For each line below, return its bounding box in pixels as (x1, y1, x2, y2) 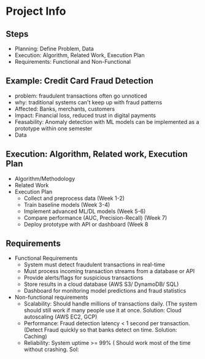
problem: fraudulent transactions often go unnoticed (14, 92, 147, 99)
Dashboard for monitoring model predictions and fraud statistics (23, 287, 187, 295)
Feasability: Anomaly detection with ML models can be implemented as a (14, 118, 199, 125)
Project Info (6, 4, 66, 18)
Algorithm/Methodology (14, 175, 75, 182)
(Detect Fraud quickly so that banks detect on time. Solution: (23, 326, 177, 334)
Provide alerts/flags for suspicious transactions (23, 274, 144, 282)
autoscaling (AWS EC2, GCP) (23, 313, 98, 320)
